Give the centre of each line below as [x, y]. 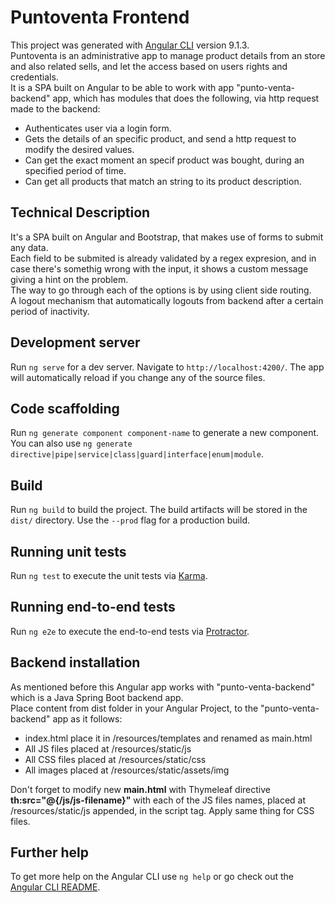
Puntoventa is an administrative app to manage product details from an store [168, 55]
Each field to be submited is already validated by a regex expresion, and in [163, 258]
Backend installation [75, 662]
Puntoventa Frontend [100, 17]
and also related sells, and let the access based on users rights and [149, 66]
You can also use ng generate [71, 443]
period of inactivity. [50, 311]
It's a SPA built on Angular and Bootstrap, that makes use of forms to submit [167, 237]
